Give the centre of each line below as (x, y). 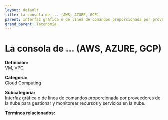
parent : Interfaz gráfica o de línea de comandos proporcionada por (78, 19)
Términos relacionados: (30, 113)
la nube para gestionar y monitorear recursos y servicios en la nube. (75, 103)
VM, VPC (14, 68)
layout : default (22, 10)
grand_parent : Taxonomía (31, 24)
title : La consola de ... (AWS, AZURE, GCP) (52, 15)
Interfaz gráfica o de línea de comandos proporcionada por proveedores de (83, 98)
